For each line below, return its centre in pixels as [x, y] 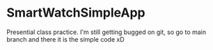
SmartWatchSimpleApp [76, 13]
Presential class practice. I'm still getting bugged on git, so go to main [106, 32]
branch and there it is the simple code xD [65, 39]
